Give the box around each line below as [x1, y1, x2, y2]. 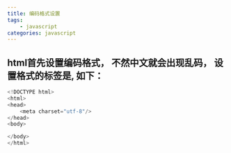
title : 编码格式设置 [7, 10, 61, 17]
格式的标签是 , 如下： [16, 70, 104, 82]
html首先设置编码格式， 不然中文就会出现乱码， [7, 57, 212, 69]
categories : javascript [7, 29, 77, 37]
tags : [7, 17, 23, 24]
